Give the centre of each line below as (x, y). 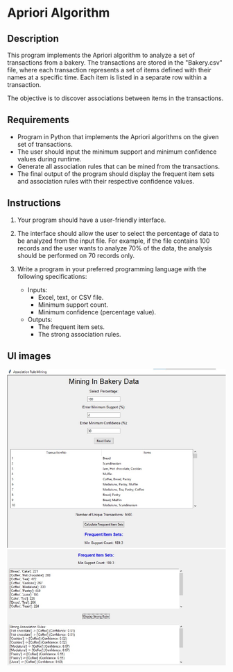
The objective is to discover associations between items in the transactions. (115, 98)
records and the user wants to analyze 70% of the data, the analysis (115, 248)
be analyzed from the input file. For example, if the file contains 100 (113, 241)
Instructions (34, 203)
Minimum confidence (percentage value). (97, 312)
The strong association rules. (79, 334)
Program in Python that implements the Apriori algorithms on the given (118, 136)
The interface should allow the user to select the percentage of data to (118, 233)
